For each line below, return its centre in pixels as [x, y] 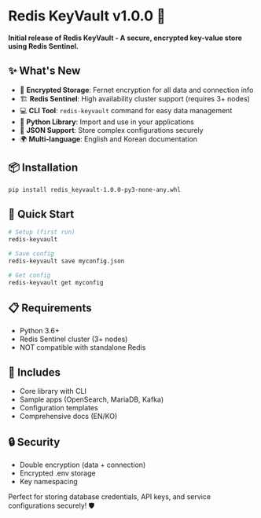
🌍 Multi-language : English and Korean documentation [108, 139]
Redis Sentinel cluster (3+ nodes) [74, 339]
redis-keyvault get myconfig [56, 282]
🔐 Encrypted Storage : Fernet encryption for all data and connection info [136, 90]
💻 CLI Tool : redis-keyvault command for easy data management [126, 110]
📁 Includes [35, 372]
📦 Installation [43, 168]
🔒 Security [34, 442]
